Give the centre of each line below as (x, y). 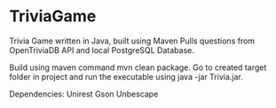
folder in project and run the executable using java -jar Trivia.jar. (126, 76)
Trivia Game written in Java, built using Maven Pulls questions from (132, 41)
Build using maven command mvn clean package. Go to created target (138, 67)
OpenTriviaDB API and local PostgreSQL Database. (102, 50)
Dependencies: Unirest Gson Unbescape (84, 94)
